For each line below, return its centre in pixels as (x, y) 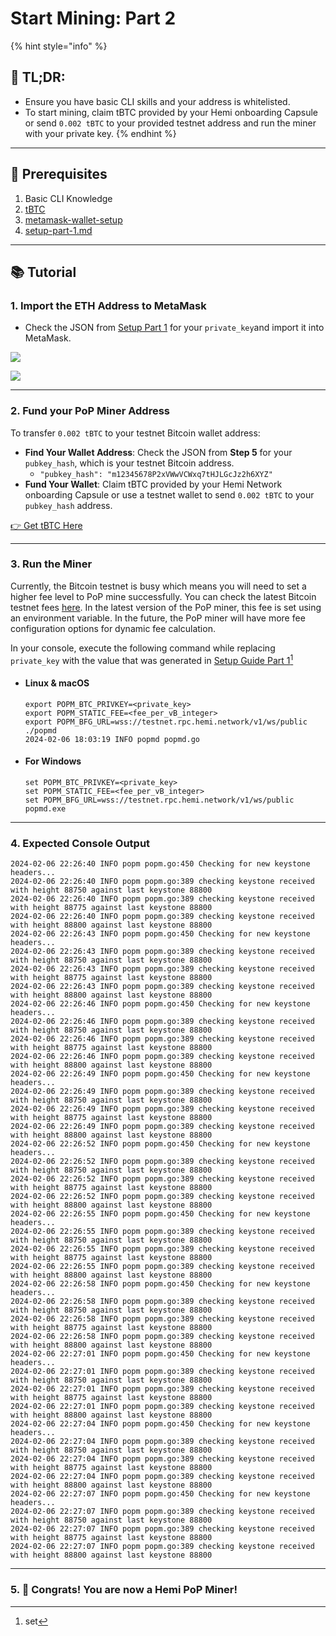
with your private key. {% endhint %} (100, 133)
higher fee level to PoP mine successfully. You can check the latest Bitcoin (163, 596)
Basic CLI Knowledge (68, 198)
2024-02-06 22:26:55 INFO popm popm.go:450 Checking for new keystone (160, 1214)
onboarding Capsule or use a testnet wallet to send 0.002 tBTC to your (169, 494)
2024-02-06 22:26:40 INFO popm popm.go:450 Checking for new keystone (160, 864)
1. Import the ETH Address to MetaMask (108, 305)
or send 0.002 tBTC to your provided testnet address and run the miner (170, 123)
